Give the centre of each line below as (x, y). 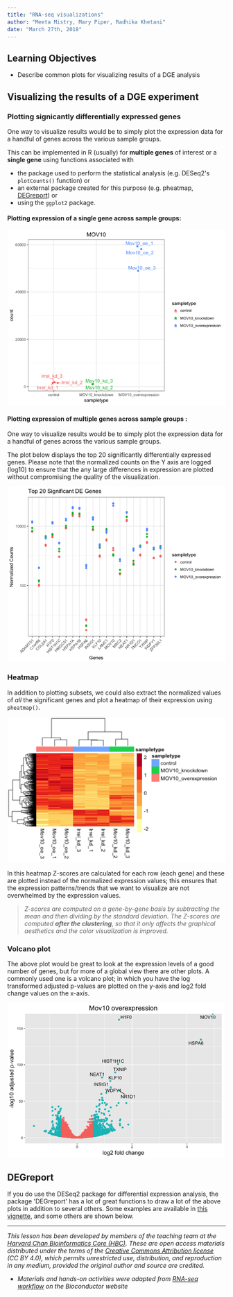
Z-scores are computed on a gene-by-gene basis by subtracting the (122, 909)
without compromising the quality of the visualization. (84, 477)
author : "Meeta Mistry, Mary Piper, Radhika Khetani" (87, 22)
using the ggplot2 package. (56, 202)
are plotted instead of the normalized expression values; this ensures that (112, 880)
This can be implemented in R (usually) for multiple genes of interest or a (112, 152)
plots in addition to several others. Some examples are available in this (107, 1209)
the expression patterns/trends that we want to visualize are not (98, 888)
